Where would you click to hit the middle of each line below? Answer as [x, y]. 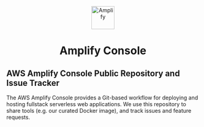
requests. [18, 117]
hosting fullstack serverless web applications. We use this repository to [96, 104]
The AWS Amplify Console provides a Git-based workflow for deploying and [102, 98]
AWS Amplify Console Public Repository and [93, 73]
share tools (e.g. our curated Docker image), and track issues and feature [99, 111]
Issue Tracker [33, 83]
